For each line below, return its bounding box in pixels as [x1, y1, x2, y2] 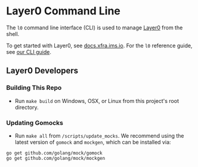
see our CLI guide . [6, 48, 52, 55]
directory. [14, 104, 39, 111]
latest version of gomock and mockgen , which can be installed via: [14, 138, 171, 145]
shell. [6, 30, 20, 37]
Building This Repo [6, 84, 62, 92]
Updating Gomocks [6, 119, 64, 127]
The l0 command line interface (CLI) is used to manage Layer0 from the [6, 24, 183, 31]
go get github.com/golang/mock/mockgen [6, 155, 106, 161]
